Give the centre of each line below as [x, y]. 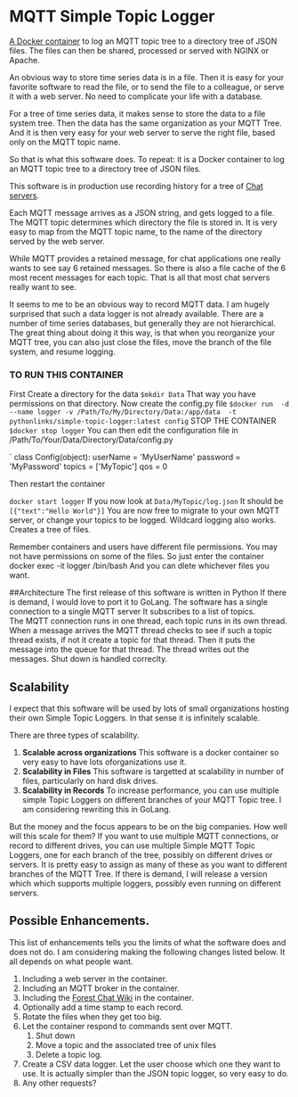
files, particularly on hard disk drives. [90, 781]
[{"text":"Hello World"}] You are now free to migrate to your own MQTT [145, 511]
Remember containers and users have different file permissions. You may [144, 547]
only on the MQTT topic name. [65, 142]
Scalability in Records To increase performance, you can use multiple [151, 790]
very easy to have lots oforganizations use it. [104, 762]
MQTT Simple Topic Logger [112, 16]
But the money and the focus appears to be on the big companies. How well [148, 827]
